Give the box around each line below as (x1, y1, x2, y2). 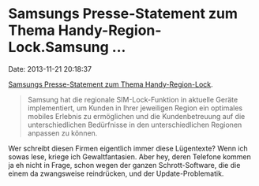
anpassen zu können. (27, 128, 98, 138)
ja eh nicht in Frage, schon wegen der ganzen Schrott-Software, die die (8, 160, 241, 169)
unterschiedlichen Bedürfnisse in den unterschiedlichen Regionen (27, 120, 242, 129)
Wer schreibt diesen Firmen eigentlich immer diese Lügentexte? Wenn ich (8, 143, 249, 153)
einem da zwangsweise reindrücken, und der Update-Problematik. (8, 169, 224, 178)
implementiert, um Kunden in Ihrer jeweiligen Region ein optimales (27, 103, 243, 113)
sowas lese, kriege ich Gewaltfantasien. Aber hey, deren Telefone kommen (8, 151, 251, 162)
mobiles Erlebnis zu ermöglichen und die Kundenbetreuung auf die (27, 111, 246, 121)
